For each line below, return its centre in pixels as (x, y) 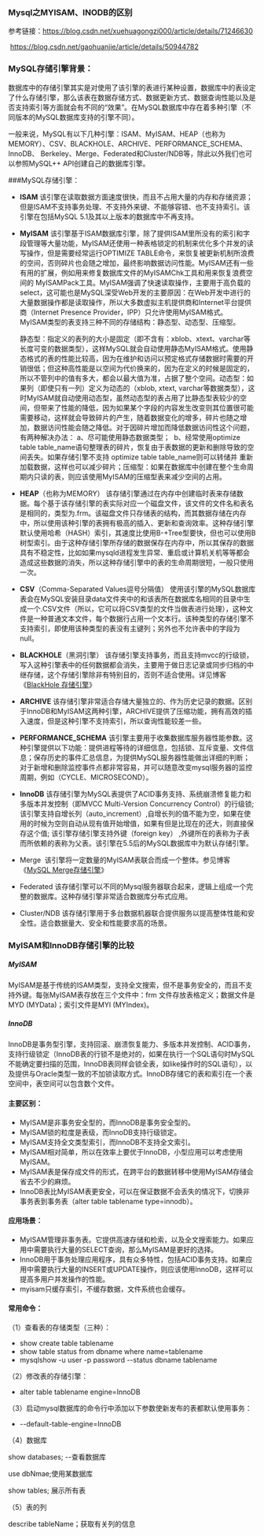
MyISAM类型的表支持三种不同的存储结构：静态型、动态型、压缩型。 (130, 322)
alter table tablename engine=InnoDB (80, 1392)
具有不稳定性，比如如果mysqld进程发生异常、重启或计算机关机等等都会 (134, 552)
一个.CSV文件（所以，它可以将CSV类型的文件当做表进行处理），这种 (136, 608)
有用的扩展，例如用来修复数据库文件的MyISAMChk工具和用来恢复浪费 (132, 273)
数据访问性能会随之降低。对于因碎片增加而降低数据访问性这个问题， (143, 427)
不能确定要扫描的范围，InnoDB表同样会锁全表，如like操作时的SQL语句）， (127, 1064)
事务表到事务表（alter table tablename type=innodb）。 (108, 1201)
